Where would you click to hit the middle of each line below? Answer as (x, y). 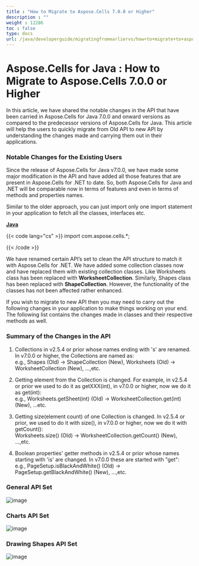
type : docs (20, 34)
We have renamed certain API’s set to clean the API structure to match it (94, 259)
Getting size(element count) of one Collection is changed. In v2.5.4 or (100, 416)
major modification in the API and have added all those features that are (94, 176)
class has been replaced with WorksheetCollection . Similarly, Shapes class (99, 278)
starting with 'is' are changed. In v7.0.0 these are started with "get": (97, 459)
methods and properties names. (45, 195)
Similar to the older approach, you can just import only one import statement (99, 207)
